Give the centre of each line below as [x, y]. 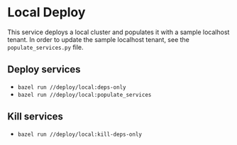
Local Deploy [46, 12]
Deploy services [44, 69]
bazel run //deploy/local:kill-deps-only [79, 134]
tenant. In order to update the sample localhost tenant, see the [99, 39]
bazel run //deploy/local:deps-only [72, 87]
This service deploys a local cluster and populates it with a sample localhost [118, 32]
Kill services [35, 117]
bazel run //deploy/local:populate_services [84, 95]
